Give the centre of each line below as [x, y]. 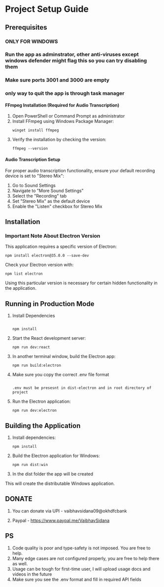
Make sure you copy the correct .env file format [61, 375]
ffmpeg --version [30, 149]
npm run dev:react [31, 347]
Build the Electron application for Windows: [56, 456]
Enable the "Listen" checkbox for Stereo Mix [57, 206]
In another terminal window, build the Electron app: [64, 356]
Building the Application [43, 426]
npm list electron [24, 274]
